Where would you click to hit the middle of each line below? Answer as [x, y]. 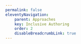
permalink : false [24, 10]
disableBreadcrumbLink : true [45, 33]
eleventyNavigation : [27, 15]
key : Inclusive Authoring [42, 24]
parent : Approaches [35, 19]
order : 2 [24, 29]
